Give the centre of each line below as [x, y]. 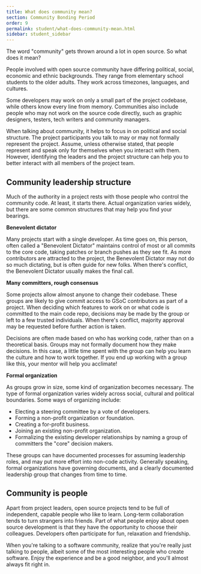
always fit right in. [28, 564]
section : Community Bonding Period [51, 17]
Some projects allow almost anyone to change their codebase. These [92, 294]
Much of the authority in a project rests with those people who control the [97, 196]
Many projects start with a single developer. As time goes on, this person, [97, 239]
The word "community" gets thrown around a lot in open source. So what [97, 51]
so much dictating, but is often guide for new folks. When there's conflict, [97, 264]
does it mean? [24, 58]
